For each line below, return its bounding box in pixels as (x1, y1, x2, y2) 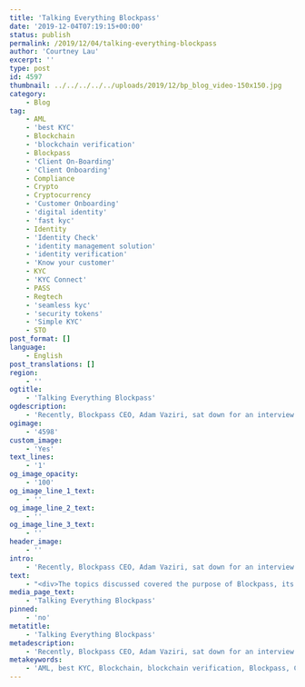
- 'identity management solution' (25, 242, 156, 251)
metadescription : (9, 638, 75, 648)
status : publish (9, 30, 71, 39)
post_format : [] (9, 334, 71, 343)
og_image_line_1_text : (9, 486, 95, 495)
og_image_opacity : (9, 470, 79, 479)
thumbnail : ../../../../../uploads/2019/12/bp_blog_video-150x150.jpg (9, 81, 282, 90)
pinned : (9, 605, 39, 614)
